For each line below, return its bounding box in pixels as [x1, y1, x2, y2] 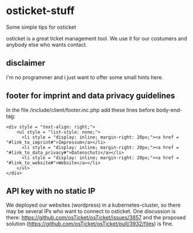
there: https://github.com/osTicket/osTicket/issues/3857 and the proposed [6, 214, 186, 221]
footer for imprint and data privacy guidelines [6, 91, 175, 101]
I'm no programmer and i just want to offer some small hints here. [6, 73, 164, 80]
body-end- [156, 106, 182, 113]
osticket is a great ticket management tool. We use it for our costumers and [6, 35, 187, 42]
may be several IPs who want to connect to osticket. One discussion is [6, 208, 176, 215]
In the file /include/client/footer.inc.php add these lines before [6, 106, 155, 113]
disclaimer [6, 58, 46, 68]
